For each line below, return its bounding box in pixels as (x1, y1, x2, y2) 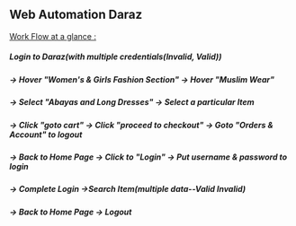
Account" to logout (9, 129, 83, 140)
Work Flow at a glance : (9, 30, 97, 41)
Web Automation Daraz (9, 7, 143, 22)
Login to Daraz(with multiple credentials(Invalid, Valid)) (9, 51, 222, 62)
